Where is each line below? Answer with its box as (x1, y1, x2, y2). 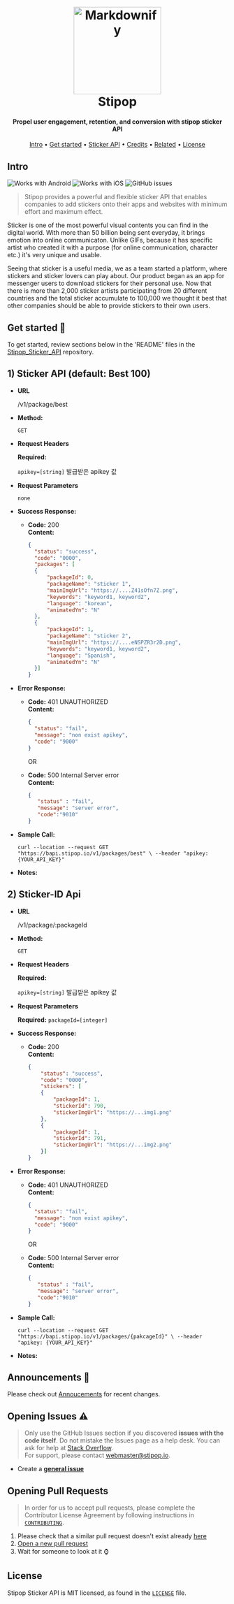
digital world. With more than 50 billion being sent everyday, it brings (7, 229, 205, 237)
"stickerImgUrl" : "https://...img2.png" (52, 1141, 173, 1148)
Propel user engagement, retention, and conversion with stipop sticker (13, 117, 222, 126)
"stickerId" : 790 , (52, 1103, 107, 1110)
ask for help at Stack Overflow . (24, 1444, 114, 1452)
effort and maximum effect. (24, 208, 103, 216)
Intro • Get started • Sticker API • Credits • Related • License (29, 140, 206, 149)
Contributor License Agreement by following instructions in (24, 1511, 194, 1519)
